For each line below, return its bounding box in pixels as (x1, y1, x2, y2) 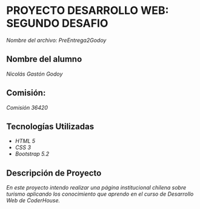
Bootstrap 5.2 (15, 150, 50, 158)
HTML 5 (15, 138, 36, 145)
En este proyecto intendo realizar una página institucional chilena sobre (6, 184, 187, 191)
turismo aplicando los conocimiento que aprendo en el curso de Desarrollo (6, 190, 194, 197)
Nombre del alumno (6, 54, 82, 64)
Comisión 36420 (6, 104, 48, 111)
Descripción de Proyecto (6, 168, 102, 178)
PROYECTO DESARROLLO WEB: (6, 4, 169, 18)
